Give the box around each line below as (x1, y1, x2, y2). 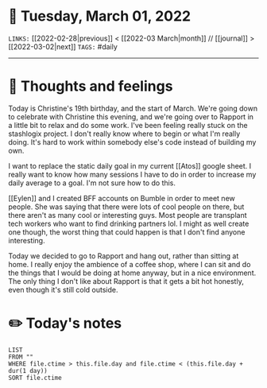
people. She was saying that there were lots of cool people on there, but (8, 202, 245, 211)
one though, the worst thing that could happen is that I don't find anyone (8, 227, 246, 237)
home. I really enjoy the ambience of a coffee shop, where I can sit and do (8, 259, 251, 269)
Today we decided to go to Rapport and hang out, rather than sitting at (8, 250, 239, 261)
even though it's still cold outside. (8, 285, 118, 294)
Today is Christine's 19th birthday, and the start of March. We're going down (8, 103, 258, 113)
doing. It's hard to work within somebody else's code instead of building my (8, 137, 257, 146)
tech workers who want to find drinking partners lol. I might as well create (8, 219, 250, 228)
